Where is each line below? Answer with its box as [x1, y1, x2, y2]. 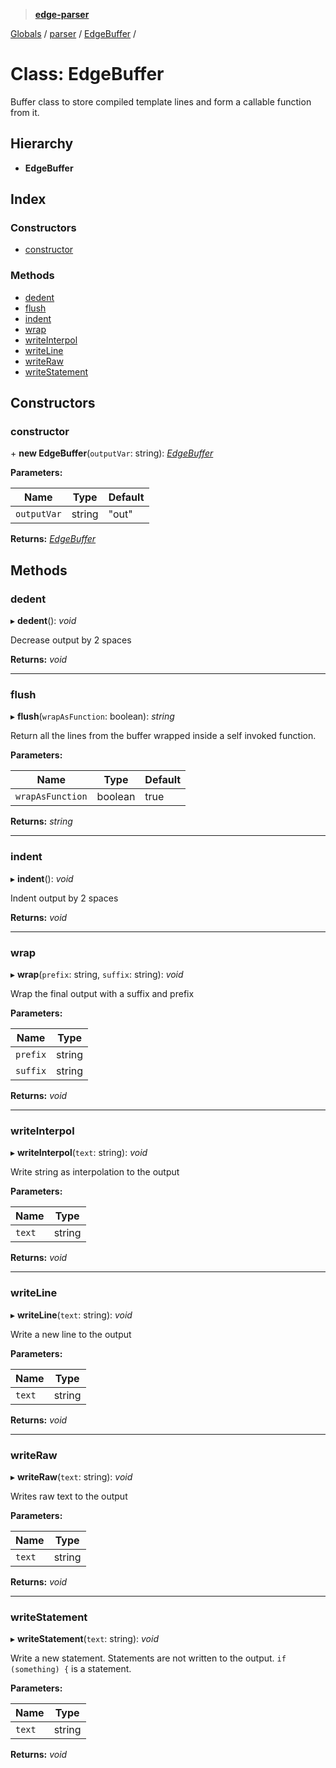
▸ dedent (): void [10, 615, 77, 627]
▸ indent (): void [10, 872, 74, 884]
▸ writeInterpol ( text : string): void [10, 1147, 148, 1159]
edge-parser [34, 9, 90, 20]
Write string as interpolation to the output [10, 1166, 180, 1178]
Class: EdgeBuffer [10, 63, 165, 86]
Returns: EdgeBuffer [10, 533, 97, 545]
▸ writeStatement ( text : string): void [10, 1633, 159, 1645]
